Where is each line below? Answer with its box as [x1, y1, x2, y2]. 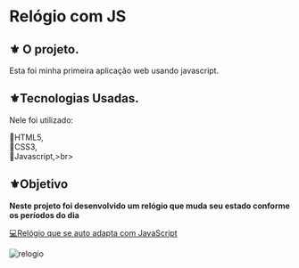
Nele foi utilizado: [9, 114, 74, 126]
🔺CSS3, [9, 141, 37, 152]
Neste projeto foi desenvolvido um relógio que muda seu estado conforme [9, 200, 290, 211]
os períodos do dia [9, 209, 80, 220]
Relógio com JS [9, 6, 127, 27]
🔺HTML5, [9, 132, 45, 142]
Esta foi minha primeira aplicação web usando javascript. [9, 65, 220, 76]
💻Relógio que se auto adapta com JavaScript [9, 227, 178, 238]
